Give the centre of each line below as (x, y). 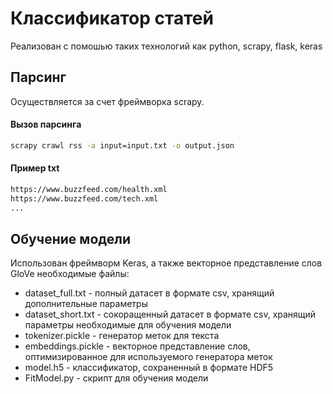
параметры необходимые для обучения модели (128, 325)
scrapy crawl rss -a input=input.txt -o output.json (122, 145)
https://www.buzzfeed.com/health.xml (89, 190)
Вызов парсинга (46, 124)
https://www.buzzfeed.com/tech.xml (84, 198)
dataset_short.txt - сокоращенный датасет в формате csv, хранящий (170, 314)
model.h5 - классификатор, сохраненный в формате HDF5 (149, 368)
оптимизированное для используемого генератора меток (148, 357)
